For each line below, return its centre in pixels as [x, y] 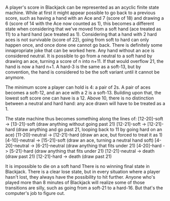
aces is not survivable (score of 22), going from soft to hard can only [77, 40]
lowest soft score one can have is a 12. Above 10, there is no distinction [79, 98]
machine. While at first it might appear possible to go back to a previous [80, 13]
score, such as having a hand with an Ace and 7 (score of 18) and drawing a [84, 18]
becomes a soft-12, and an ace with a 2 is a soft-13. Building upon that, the [83, 93]
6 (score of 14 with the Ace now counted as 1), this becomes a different [80, 23]
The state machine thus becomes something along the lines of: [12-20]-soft [84, 119]
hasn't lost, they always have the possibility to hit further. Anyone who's [80, 177]
